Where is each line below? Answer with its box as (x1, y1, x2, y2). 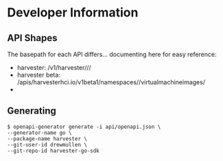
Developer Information (7, 5, 139, 21)
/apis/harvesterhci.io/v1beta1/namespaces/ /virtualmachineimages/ (16, 78, 206, 86)
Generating (7, 105, 57, 117)
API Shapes (7, 32, 58, 44)
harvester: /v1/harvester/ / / (16, 64, 91, 71)
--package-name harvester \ (7, 135, 88, 142)
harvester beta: (16, 71, 60, 79)
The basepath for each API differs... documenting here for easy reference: (7, 50, 217, 58)
